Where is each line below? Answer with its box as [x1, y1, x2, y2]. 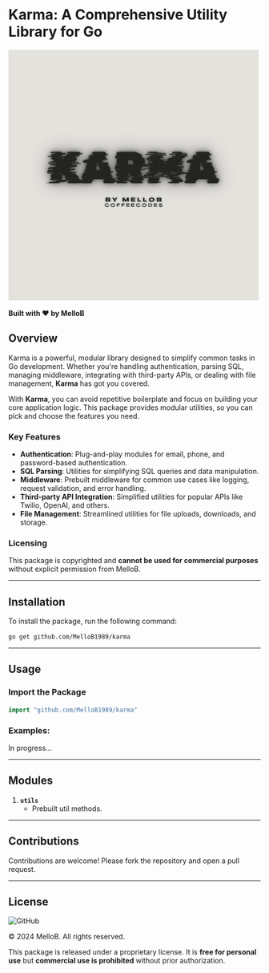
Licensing [8, 537, 48, 549]
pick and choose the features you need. [8, 411, 140, 420]
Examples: [8, 724, 50, 736]
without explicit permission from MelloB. [8, 564, 142, 574]
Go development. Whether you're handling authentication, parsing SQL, [8, 361, 244, 371]
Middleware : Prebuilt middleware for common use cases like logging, [19, 475, 250, 484]
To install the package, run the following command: [8, 616, 178, 626]
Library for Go [8, 22, 102, 41]
